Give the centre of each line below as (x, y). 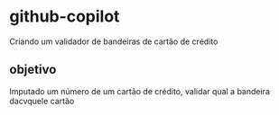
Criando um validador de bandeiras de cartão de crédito (114, 41)
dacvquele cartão (42, 101)
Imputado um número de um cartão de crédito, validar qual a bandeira (140, 91)
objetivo (33, 70)
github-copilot (65, 17)
